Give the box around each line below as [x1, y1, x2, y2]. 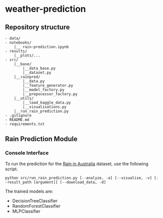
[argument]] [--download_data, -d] [33, 180, 106, 185]
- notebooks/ [5, 40, 32, 45]
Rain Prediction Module [5, 135, 78, 143]
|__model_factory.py [23, 87, 65, 92]
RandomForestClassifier [12, 203, 61, 209]
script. [5, 166, 18, 172]
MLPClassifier [12, 208, 41, 214]
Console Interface [5, 149, 49, 156]
